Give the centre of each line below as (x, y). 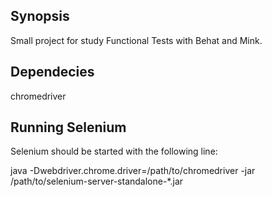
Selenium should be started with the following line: (114, 151)
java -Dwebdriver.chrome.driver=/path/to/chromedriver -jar (133, 171)
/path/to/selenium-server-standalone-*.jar (97, 181)
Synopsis (40, 16)
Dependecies (52, 72)
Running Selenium (68, 127)
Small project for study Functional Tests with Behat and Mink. (136, 40)
